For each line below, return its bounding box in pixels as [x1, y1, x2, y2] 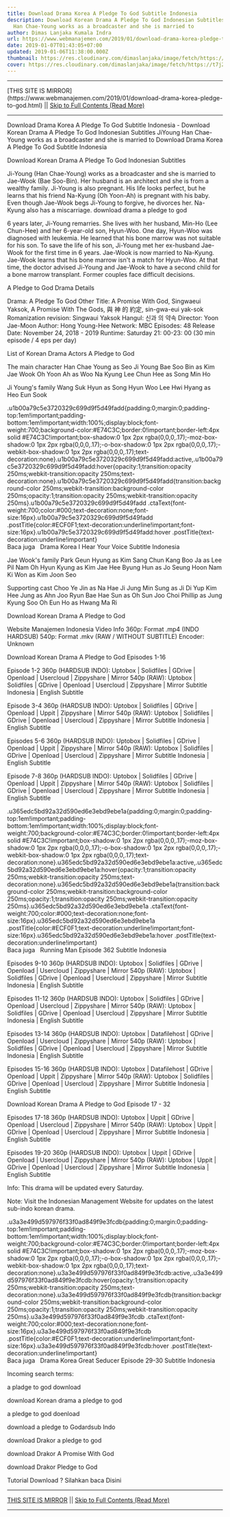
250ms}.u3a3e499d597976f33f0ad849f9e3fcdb [7, 1312, 145, 1321]
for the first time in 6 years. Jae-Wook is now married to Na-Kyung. [25, 248, 214, 256]
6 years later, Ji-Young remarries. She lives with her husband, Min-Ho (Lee [7, 219, 218, 227]
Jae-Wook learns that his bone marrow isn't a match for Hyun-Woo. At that [7, 256, 218, 264]
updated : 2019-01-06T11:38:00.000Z [7, 49, 109, 56]
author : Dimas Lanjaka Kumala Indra [7, 29, 112, 36]
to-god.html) [7, 101, 43, 109]
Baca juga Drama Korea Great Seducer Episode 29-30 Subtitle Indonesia [7, 1356, 216, 1364]
